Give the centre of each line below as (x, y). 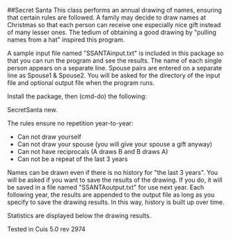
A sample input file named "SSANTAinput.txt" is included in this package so (115, 53)
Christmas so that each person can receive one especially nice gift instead (114, 25)
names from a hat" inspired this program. (66, 40)
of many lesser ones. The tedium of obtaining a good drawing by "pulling (112, 32)
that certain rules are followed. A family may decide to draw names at (107, 17)
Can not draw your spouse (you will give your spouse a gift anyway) (115, 144)
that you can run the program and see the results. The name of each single (114, 61)
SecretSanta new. (32, 110)
